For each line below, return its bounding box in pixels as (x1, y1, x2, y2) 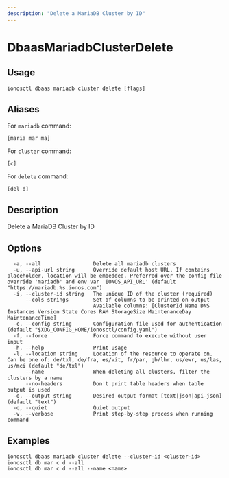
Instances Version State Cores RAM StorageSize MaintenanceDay (7, 309, 192, 315)
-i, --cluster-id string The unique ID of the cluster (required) (13, 291, 213, 298)
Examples (7, 435, 50, 446)
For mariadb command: (7, 121, 72, 130)
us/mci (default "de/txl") (7, 363, 84, 370)
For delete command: (7, 172, 69, 180)
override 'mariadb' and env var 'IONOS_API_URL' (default (7, 278, 176, 285)
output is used (7, 387, 51, 394)
